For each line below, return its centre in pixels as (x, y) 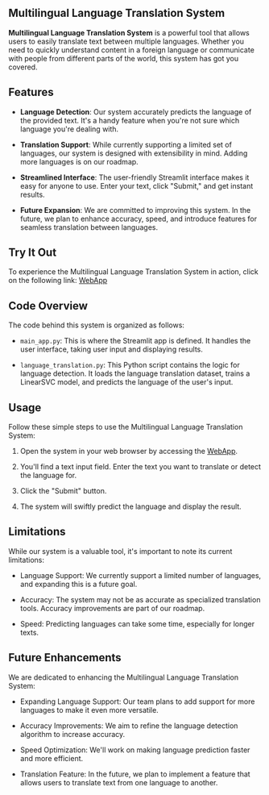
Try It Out (33, 253)
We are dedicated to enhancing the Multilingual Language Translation (124, 677)
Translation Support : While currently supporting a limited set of (126, 144)
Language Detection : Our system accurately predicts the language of (136, 111)
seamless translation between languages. (89, 227)
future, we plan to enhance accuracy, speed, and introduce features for (139, 219)
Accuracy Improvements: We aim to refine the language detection (129, 726)
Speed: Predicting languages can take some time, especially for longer (137, 623)
